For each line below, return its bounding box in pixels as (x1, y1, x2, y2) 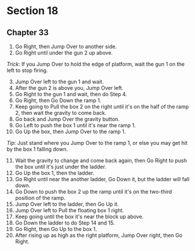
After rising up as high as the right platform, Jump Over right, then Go (15, 232, 183, 239)
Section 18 (6, 4, 58, 18)
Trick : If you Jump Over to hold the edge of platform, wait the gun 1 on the (6, 60, 185, 67)
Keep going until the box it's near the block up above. (15, 213, 144, 220)
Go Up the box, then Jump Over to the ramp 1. (15, 128, 126, 135)
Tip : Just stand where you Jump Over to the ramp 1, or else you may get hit (6, 140, 188, 146)
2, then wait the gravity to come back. (15, 110, 107, 116)
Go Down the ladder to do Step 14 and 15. (15, 219, 115, 226)
